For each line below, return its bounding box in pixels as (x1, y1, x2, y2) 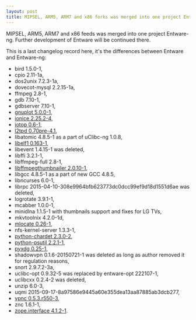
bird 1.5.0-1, (14, 65, 43, 72)
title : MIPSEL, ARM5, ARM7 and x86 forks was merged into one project (6, 14, 181, 20)
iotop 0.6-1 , (14, 121, 42, 128)
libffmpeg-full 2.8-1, (14, 158, 63, 165)
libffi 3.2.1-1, (14, 152, 44, 159)
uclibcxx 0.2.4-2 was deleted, (14, 276, 86, 283)
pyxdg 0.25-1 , (14, 245, 48, 252)
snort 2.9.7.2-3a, (14, 263, 55, 270)
